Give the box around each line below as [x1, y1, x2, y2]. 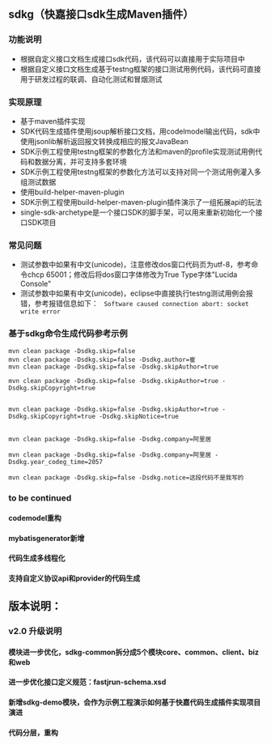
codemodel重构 [8, 513, 62, 523]
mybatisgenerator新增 [8, 533, 85, 543]
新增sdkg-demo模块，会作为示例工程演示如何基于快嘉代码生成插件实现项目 [8, 697, 261, 707]
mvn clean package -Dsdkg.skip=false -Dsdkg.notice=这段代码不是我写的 [8, 473, 244, 482]
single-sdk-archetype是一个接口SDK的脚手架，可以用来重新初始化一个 [19, 207, 256, 217]
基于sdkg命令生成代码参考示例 [8, 328, 128, 339]
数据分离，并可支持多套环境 [34, 156, 127, 166]
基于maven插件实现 [19, 116, 86, 126]
